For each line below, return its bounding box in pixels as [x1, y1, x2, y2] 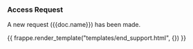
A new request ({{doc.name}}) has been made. [7, 21, 141, 29]
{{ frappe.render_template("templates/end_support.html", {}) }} [7, 34, 187, 42]
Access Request [7, 5, 64, 14]
